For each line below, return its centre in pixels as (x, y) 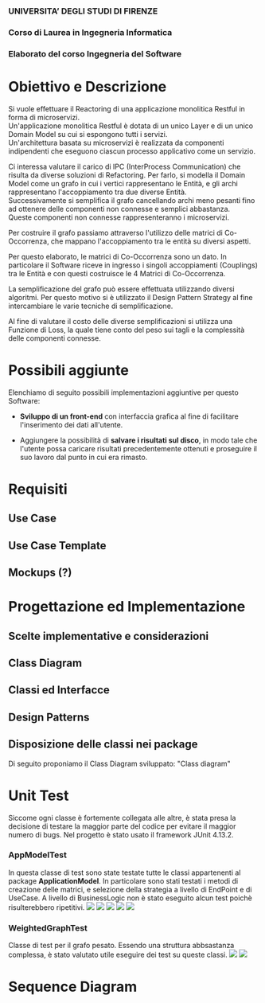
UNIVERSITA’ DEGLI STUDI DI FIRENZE (83, 11)
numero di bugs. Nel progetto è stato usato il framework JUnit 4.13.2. (121, 834)
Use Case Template (57, 546)
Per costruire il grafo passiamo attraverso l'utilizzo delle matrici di (115, 232)
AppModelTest (38, 855)
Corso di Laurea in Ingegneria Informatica (90, 32)
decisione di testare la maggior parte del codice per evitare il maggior (122, 826)
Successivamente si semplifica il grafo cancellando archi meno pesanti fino (132, 200)
